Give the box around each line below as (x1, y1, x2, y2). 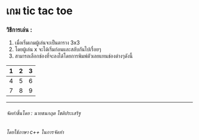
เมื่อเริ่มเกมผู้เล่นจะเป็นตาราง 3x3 (14, 39, 80, 46)
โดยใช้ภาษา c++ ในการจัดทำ (6, 128, 64, 135)
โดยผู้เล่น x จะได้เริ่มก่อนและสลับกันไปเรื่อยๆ (14, 46, 102, 53)
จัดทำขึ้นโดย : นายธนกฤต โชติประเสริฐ (6, 110, 81, 117)
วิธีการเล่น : (6, 26, 33, 34)
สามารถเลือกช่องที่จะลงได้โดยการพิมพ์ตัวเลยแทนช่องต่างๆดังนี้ (14, 52, 133, 60)
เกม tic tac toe (6, 4, 73, 18)
